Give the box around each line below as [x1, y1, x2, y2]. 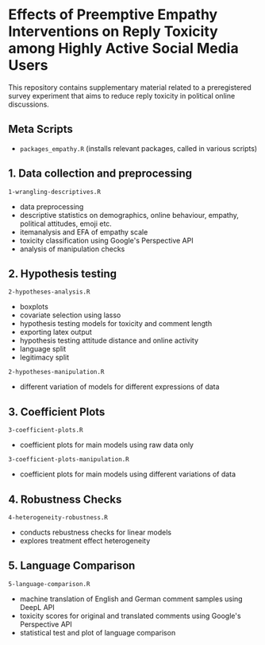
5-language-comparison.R [8, 580, 90, 588]
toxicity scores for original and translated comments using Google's [19, 611, 241, 620]
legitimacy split [19, 352, 70, 363]
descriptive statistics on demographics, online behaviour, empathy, [19, 210, 240, 220]
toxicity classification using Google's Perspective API [19, 235, 194, 245]
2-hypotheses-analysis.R [8, 288, 90, 296]
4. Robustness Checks [8, 492, 122, 506]
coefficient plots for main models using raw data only [19, 440, 194, 450]
